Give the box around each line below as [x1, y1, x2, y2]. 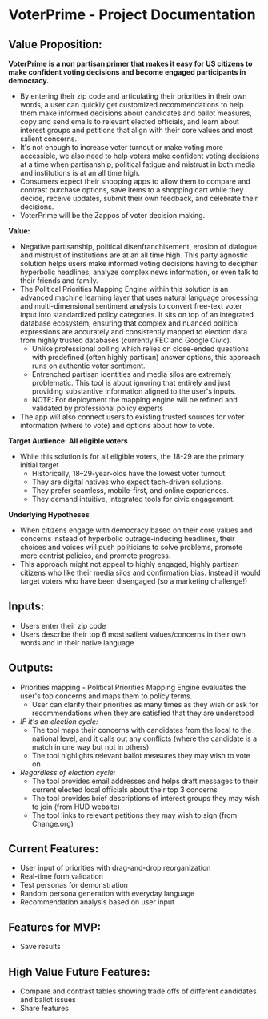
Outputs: [8, 661, 54, 675]
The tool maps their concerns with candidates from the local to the [31, 725, 252, 734]
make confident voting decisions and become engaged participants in [8, 67, 246, 77]
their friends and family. [19, 276, 98, 285]
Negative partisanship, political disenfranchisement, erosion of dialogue [19, 242, 258, 251]
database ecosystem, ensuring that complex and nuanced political [19, 318, 239, 328]
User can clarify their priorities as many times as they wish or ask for [31, 699, 258, 709]
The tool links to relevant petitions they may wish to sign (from [31, 810, 238, 819]
